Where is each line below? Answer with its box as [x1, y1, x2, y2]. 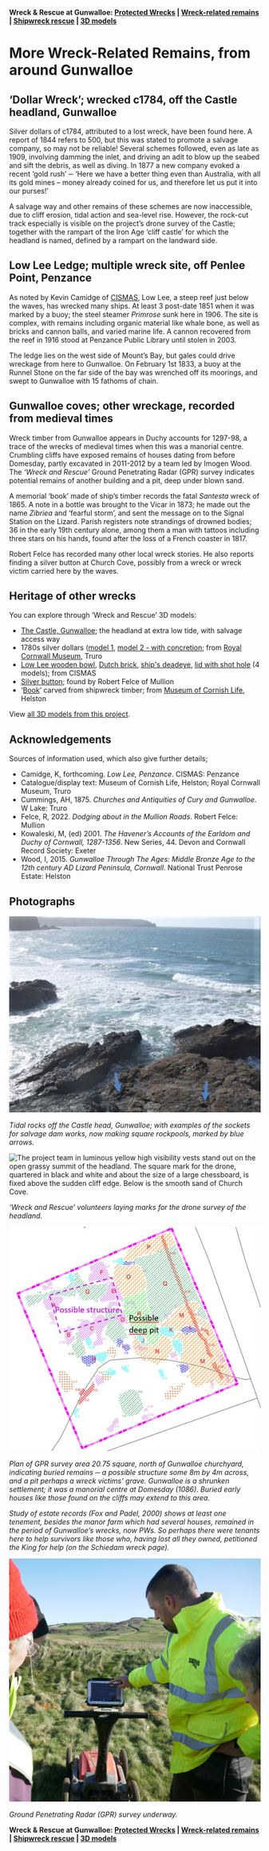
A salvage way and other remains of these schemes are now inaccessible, [9, 202, 253, 211]
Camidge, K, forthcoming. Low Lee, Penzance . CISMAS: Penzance [20, 769, 240, 779]
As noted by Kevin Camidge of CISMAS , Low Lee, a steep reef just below [9, 292, 249, 302]
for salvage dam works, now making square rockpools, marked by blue [9, 1128, 244, 1138]
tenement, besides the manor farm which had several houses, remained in [9, 1517, 255, 1527]
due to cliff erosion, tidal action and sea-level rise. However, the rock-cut [9, 210, 249, 219]
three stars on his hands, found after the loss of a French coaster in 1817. [9, 533, 247, 543]
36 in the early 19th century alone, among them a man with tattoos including [9, 525, 259, 535]
